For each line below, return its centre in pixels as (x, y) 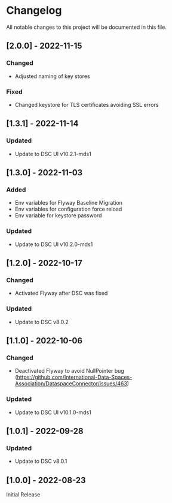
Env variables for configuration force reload (68, 209)
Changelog (34, 11)
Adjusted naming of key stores (53, 76)
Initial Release (23, 495)
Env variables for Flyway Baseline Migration (68, 203)
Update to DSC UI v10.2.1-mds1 (53, 154)
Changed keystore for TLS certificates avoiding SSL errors (87, 104)
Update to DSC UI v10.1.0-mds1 (53, 412)
